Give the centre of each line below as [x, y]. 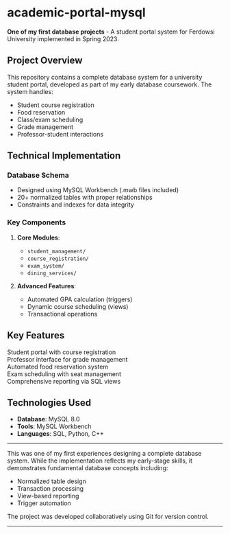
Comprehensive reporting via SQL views [64, 381]
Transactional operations [62, 314]
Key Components [37, 222]
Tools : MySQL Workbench [54, 426]
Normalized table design [52, 481]
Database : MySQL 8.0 [48, 419]
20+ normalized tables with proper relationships [85, 198]
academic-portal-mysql [76, 13]
